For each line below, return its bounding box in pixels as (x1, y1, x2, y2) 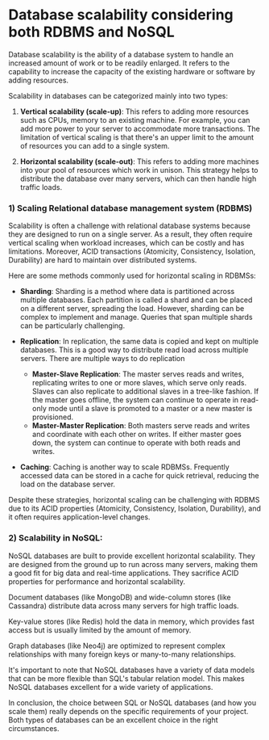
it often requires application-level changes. (8, 512, 151, 522)
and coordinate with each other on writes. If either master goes (31, 430, 242, 439)
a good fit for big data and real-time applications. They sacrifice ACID (8, 568, 239, 578)
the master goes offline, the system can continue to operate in (31, 395, 239, 405)
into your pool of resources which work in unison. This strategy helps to (19, 165, 259, 174)
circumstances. (8, 723, 60, 733)
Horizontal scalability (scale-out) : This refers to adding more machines (19, 156, 259, 166)
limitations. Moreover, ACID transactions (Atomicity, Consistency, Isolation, (8, 246, 256, 256)
